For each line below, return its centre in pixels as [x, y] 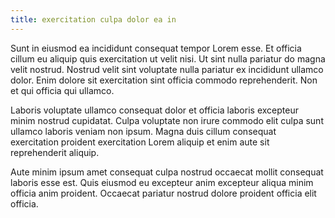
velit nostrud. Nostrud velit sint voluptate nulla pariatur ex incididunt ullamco [167, 69]
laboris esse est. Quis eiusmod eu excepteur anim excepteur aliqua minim [162, 182]
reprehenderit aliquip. [55, 152]
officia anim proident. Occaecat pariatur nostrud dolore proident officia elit [163, 193]
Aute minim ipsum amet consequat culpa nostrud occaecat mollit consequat [167, 172]
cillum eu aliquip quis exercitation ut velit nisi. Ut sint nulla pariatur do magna [168, 58]
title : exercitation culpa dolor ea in [93, 19]
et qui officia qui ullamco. [62, 90]
